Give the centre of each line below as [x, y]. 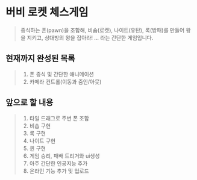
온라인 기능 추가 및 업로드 [59, 171]
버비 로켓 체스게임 [47, 12]
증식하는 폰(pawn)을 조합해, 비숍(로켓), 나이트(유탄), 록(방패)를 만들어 [102, 30]
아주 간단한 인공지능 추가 [58, 163]
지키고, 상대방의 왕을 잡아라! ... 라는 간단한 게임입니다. [90, 37]
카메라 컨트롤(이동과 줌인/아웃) [65, 81]
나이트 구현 [42, 141]
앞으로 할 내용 [30, 103]
